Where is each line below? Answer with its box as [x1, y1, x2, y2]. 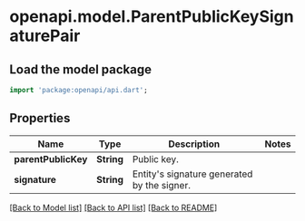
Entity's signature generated [132, 168, 253, 180]
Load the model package [9, 62, 152, 77]
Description [167, 138, 221, 150]
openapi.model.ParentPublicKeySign [9, 6, 294, 27]
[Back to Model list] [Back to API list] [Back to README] [9, 202, 218, 213]
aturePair [9, 25, 81, 46]
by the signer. [132, 178, 191, 191]
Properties [9, 110, 71, 126]
